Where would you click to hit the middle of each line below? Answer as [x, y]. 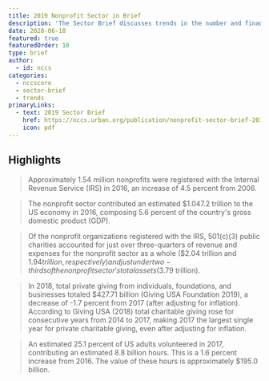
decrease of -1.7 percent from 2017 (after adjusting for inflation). [134, 302]
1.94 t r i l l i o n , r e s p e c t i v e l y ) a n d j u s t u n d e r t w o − [99, 261]
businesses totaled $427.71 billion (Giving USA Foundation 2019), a [138, 294]
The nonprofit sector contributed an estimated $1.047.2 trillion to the [141, 203]
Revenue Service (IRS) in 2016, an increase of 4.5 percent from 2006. [143, 188]
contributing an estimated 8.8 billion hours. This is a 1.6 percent [132, 352]
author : [21, 61]
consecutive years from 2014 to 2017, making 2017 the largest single [141, 320]
